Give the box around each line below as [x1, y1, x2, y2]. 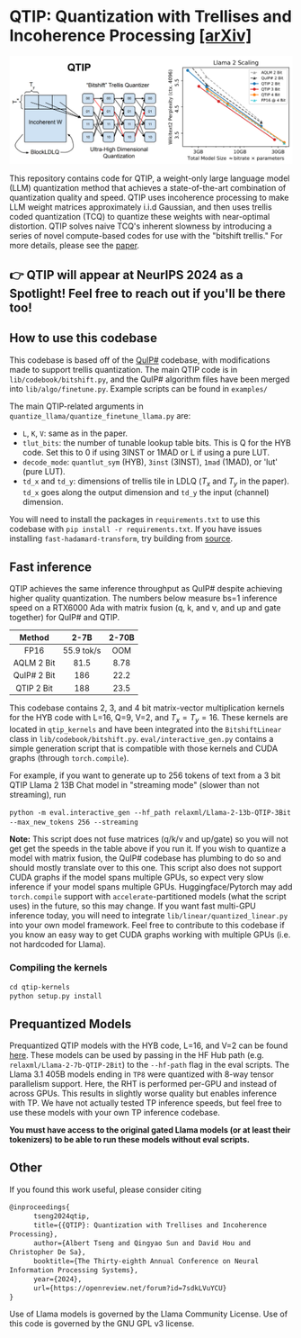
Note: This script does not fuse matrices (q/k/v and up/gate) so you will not [9, 833, 289, 844]
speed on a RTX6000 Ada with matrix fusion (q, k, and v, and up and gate [9, 602, 281, 613]
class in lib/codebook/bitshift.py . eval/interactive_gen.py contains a [9, 733, 274, 744]
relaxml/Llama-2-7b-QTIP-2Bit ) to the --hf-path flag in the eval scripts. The [9, 1060, 290, 1071]
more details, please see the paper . [9, 240, 140, 251]
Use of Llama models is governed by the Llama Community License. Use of [9, 1308, 288, 1319]
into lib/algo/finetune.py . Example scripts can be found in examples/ [9, 383, 268, 393]
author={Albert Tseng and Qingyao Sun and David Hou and [32, 1238, 252, 1248]
